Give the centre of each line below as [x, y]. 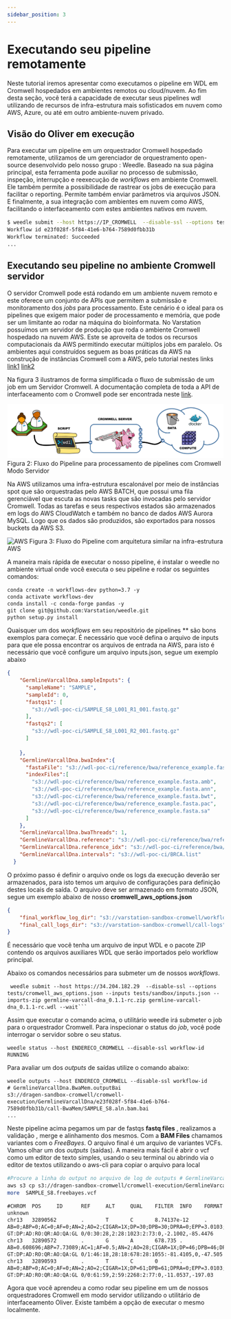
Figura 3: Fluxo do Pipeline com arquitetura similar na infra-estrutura [126, 541]
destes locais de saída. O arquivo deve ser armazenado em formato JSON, [113, 889]
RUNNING [18, 1055]
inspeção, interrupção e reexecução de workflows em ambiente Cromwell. [113, 180]
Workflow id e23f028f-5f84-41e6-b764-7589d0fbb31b [81, 230]
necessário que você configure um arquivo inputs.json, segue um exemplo [113, 652]
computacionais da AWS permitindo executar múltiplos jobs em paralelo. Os [114, 344]
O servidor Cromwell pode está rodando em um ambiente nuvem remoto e [112, 293]
